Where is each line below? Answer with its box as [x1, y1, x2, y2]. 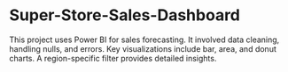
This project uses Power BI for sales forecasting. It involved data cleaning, [9, 34, 280, 45]
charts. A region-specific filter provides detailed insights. [9, 53, 217, 63]
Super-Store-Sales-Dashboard [9, 5, 241, 25]
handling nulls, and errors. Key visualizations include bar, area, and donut [9, 43, 276, 54]
